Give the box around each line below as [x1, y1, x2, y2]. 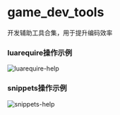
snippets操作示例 [7, 83, 67, 93]
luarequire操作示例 [7, 47, 73, 57]
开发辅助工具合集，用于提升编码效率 [7, 28, 113, 37]
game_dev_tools [7, 4, 104, 20]
